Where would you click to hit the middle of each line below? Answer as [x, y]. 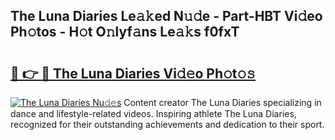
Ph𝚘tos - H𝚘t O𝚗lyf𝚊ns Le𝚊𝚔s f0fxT [125, 32]
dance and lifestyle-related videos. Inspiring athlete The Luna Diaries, [153, 113]
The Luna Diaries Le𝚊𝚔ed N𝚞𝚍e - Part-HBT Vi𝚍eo [166, 16]
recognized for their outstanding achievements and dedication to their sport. [167, 124]
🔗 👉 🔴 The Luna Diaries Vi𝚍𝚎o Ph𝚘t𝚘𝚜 [133, 73]
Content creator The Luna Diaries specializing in [222, 102]
